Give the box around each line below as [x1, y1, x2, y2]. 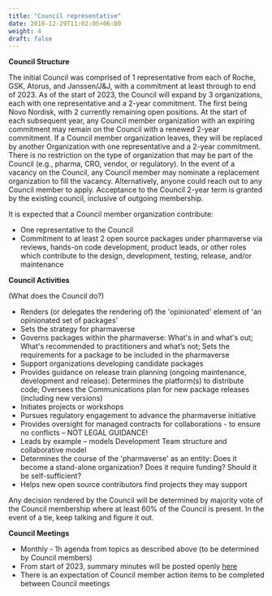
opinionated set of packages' [19, 315, 119, 325]
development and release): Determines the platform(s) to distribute [19, 376, 244, 386]
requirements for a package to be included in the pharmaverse [19, 350, 230, 360]
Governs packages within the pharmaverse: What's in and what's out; [19, 333, 253, 342]
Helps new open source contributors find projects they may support [19, 480, 248, 489]
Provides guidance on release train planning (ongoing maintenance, [19, 368, 247, 377]
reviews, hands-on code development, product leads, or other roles [19, 242, 247, 252]
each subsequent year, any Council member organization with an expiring [8, 115, 255, 126]
